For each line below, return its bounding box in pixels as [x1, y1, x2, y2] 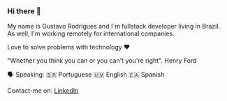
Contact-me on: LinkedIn [7, 86, 79, 95]
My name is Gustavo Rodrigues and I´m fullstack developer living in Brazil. [7, 22, 221, 31]
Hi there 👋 [7, 6, 42, 16]
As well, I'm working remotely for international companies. [7, 29, 175, 38]
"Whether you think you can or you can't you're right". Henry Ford [7, 56, 197, 65]
